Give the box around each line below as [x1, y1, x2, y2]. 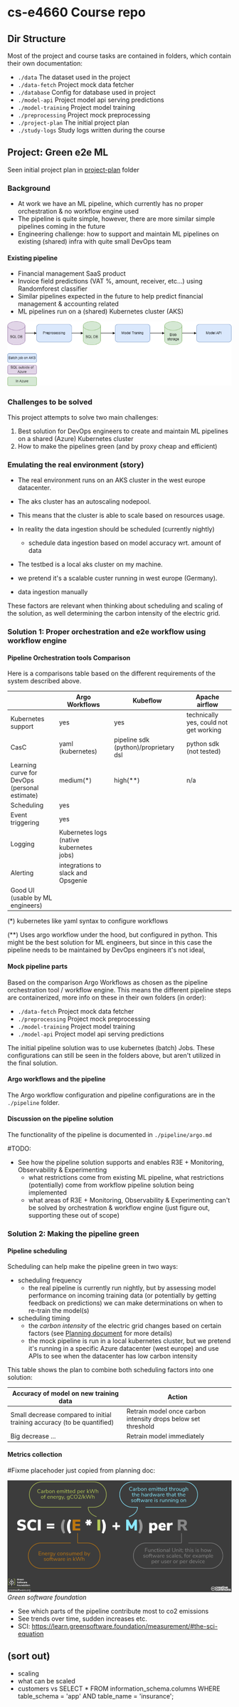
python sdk [186, 739, 220, 748]
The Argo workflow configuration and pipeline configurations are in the [7, 1091, 216, 1099]
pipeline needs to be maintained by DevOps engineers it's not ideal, [7, 945, 206, 955]
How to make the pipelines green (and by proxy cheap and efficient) [17, 442, 218, 451]
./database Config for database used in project [17, 88, 156, 96]
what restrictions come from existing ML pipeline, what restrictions [28, 1173, 224, 1182]
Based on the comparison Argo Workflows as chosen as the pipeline [7, 977, 208, 987]
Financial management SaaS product [17, 269, 126, 278]
